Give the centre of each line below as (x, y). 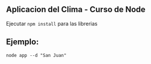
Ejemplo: (23, 42)
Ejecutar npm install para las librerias (52, 23)
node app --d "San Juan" (36, 55)
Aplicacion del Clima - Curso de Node (76, 10)
